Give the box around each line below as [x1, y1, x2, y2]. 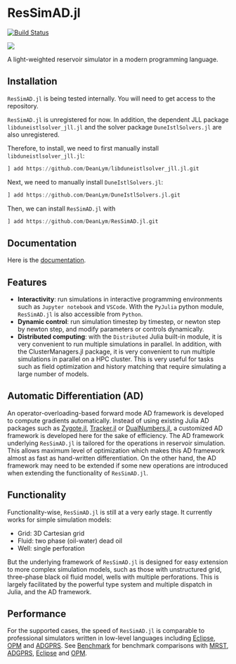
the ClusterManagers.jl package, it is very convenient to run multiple [17, 347, 216, 356]
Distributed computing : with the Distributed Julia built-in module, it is [17, 332, 223, 341]
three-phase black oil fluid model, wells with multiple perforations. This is [7, 572, 219, 581]
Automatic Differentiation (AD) [7, 390, 144, 402]
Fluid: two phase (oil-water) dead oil [17, 537, 123, 545]
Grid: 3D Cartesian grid [17, 529, 85, 537]
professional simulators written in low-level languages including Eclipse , [7, 634, 216, 642]
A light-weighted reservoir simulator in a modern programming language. [7, 55, 219, 63]
